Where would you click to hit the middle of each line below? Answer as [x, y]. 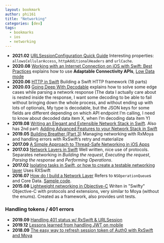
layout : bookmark [23, 10]
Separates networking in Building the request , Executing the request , [81, 155]
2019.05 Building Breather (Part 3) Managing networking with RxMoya [83, 134]
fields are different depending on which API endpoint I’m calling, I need [83, 113]
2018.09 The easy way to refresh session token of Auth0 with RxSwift [82, 230]
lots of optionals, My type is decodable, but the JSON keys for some [81, 108]
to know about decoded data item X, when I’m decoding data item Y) [81, 118]
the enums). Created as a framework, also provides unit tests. [74, 196]
